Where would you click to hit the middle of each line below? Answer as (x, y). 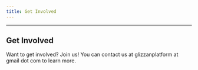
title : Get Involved (32, 11)
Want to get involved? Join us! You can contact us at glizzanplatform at (92, 55)
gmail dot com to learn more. (41, 61)
